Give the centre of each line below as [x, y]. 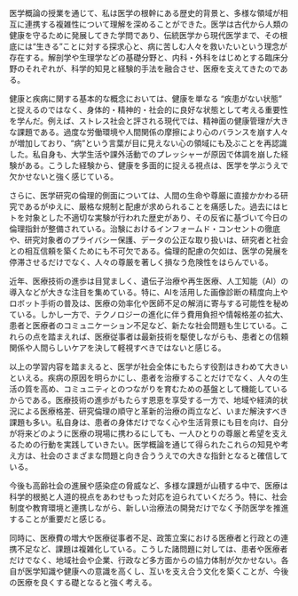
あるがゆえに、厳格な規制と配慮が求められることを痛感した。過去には [153, 206]
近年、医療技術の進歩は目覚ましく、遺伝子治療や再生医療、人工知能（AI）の [149, 281]
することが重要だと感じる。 [60, 519]
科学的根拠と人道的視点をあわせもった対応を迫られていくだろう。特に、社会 [149, 497]
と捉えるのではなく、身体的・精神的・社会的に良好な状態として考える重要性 [149, 110]
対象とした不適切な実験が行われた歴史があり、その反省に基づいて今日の [156, 217]
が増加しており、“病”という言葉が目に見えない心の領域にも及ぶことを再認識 [148, 143]
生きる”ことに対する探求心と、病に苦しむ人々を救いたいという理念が [162, 46]
